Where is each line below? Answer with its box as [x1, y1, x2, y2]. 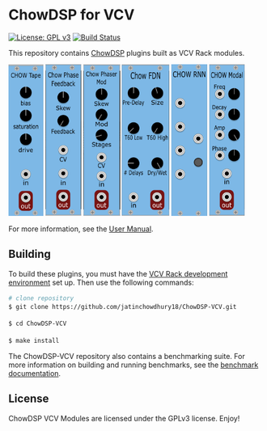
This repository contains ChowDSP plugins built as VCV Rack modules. [8, 48, 245, 57]
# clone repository [8, 294, 74, 302]
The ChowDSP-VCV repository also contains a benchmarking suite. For [8, 352, 245, 361]
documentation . [8, 369, 61, 378]
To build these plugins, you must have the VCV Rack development [8, 268, 228, 278]
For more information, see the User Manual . [8, 224, 154, 234]
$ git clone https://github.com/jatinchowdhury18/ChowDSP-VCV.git [8, 302, 237, 311]
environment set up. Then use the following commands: [8, 277, 194, 287]
